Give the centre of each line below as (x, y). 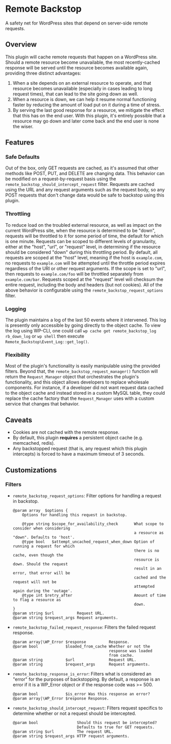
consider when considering (41, 528)
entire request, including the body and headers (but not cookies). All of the (84, 284)
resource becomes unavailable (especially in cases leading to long (82, 88)
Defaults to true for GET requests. (116, 727)
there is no (146, 550)
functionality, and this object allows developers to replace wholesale (77, 382)
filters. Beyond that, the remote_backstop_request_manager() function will (82, 371)
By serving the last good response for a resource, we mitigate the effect (88, 110)
